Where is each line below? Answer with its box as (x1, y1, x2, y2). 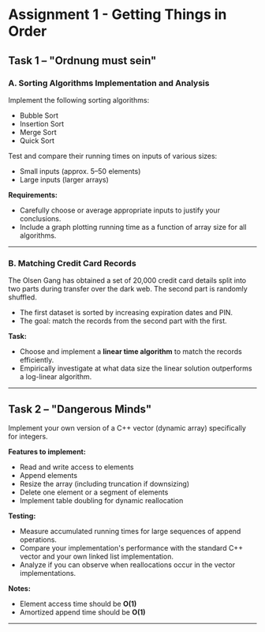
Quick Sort (19, 136, 55, 145)
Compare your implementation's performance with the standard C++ (19, 543, 243, 552)
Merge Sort (19, 127, 57, 137)
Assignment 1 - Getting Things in (8, 6, 227, 24)
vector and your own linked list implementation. (19, 551, 174, 561)
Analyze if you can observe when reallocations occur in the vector (19, 559, 235, 570)
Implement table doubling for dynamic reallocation (19, 495, 184, 505)
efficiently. (19, 355, 54, 365)
